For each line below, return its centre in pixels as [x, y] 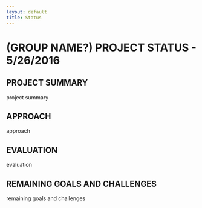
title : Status [24, 18]
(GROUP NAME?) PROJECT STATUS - [101, 48]
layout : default [27, 12]
